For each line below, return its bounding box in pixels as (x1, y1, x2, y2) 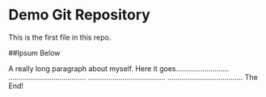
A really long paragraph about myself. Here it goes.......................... (8, 63, 230, 74)
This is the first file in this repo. (8, 32, 112, 42)
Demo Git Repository (8, 6, 151, 24)
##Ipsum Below (8, 48, 61, 57)
